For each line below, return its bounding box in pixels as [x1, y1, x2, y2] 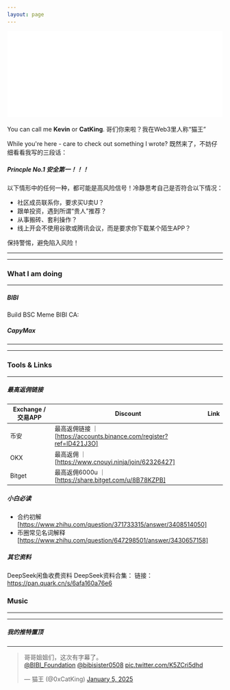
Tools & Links [7, 360, 53, 370]
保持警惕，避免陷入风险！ [7, 238, 79, 247]
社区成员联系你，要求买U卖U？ [16, 199, 105, 207]
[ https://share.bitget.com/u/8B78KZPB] [54, 476, 166, 484]
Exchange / [12, 405, 47, 414]
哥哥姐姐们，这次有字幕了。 [23, 653, 103, 661]
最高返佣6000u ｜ [54, 468, 106, 476]
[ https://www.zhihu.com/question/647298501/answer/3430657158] [16, 537, 209, 545]
